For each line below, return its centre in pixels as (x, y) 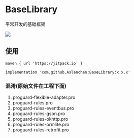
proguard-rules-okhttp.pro (40, 119)
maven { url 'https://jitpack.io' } (44, 63)
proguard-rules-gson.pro (39, 114)
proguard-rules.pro (33, 103)
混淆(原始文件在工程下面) (36, 86)
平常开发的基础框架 (25, 24)
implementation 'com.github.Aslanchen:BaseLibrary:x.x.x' (68, 72)
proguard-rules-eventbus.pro (43, 108)
